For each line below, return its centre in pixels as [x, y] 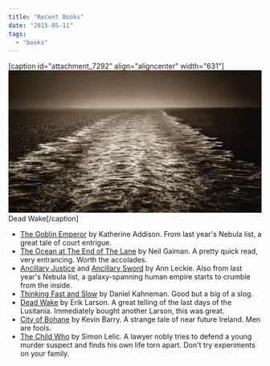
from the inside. [46, 285]
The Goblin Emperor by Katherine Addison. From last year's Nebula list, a [141, 234]
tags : [17, 34]
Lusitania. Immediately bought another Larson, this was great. [122, 311]
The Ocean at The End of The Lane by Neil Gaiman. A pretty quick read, [139, 251]
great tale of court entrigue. [66, 242]
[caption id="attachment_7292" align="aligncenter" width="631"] [117, 66]
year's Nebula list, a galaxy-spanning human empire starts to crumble [135, 276]
